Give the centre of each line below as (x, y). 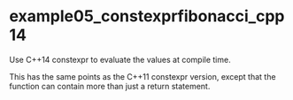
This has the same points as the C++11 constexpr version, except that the (143, 76)
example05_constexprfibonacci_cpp (147, 16)
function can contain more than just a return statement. (110, 86)
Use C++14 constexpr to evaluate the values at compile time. (120, 59)
